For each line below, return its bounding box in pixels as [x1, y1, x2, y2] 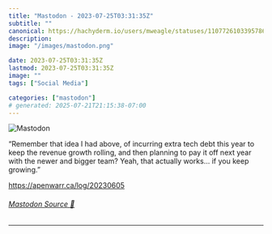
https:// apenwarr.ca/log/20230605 [8, 181, 125, 190]
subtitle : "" [8, 19, 53, 28]
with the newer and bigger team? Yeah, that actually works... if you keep [8, 156, 249, 166]
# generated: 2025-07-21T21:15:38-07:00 [8, 101, 147, 109]
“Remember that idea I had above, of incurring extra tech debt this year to [8, 139, 255, 149]
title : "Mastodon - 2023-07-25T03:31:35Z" [8, 11, 154, 20]
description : [8, 34, 53, 43]
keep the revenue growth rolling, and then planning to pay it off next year [8, 147, 252, 158]
